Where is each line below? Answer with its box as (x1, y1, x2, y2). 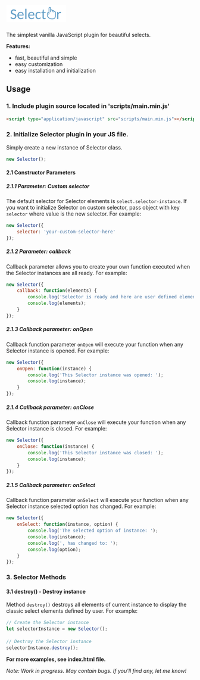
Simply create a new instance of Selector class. (6, 144, 123, 151)
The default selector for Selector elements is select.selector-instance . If (6, 198, 187, 205)
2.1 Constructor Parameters (6, 169, 76, 176)
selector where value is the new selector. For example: (6, 210, 142, 217)
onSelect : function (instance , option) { (17, 522, 118, 528)
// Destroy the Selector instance (6, 639, 92, 645)
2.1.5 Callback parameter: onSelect (6, 481, 95, 488)
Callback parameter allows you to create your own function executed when (6, 263, 190, 270)
